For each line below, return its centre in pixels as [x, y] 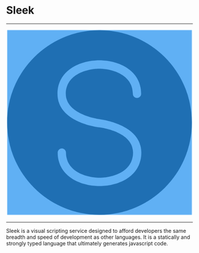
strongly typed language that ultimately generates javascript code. [87, 243]
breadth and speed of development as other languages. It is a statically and [98, 237]
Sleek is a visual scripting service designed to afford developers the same [96, 230]
